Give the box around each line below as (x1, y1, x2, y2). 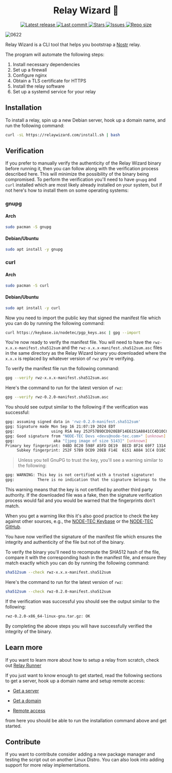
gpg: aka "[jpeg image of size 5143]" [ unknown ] (5, 438, 147, 443)
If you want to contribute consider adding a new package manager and (5, 751, 155, 758)
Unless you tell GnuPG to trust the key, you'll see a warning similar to (17, 457, 163, 463)
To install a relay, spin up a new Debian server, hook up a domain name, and (5, 117, 166, 123)
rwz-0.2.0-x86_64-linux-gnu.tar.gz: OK (5, 614, 91, 619)
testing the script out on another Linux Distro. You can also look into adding (5, 757, 164, 763)
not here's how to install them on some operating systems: (5, 187, 129, 194)
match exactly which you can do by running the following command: (5, 560, 149, 566)
